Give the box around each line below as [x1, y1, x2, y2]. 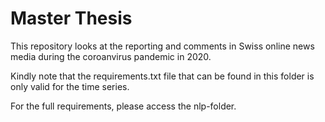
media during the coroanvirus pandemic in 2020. [10, 50, 212, 62]
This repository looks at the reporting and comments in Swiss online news [10, 40, 315, 52]
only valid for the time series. [10, 80, 130, 92]
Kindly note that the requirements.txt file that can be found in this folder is [10, 70, 315, 82]
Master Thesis [10, 7, 133, 30]
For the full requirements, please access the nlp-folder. [10, 100, 237, 112]
